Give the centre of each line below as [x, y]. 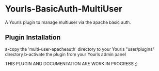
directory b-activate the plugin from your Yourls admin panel [65, 54]
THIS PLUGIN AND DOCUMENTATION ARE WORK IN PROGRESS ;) [72, 63]
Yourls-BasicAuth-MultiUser [64, 9]
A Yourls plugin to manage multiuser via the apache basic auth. [68, 22]
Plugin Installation [33, 37]
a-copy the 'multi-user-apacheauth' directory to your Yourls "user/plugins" [80, 49]
